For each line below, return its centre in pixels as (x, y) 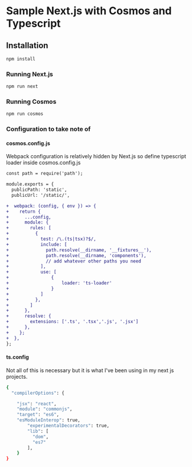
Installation (27, 45)
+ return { (24, 212)
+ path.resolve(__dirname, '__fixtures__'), (79, 250)
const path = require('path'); (45, 174)
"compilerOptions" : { (38, 393)
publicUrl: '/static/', (40, 195)
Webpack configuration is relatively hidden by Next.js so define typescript (96, 156)
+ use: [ (32, 272)
